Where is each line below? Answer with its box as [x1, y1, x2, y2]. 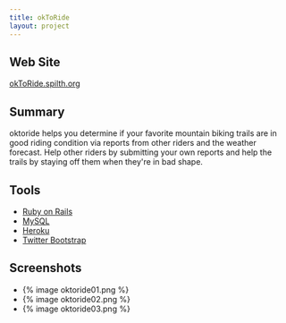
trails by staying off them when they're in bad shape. [9, 157, 204, 167]
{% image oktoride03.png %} [21, 303, 131, 314]
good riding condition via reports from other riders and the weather [9, 138, 257, 149]
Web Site [9, 55, 61, 70]
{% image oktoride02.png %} [21, 293, 131, 304]
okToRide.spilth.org [9, 78, 80, 89]
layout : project [9, 21, 70, 30]
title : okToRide [9, 13, 70, 22]
